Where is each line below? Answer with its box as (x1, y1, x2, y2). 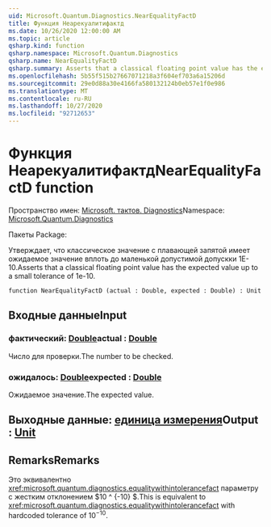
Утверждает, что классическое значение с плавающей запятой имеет (8, 245, 250, 255)
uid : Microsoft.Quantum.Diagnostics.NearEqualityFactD (8, 11, 197, 20)
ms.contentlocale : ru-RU (8, 95, 92, 103)
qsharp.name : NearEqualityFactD (8, 57, 117, 65)
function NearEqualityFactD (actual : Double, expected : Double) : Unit (8, 286, 262, 295)
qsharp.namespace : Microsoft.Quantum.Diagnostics (8, 49, 179, 57)
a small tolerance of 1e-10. (8, 271, 95, 280)
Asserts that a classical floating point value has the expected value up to (17, 262, 258, 272)
